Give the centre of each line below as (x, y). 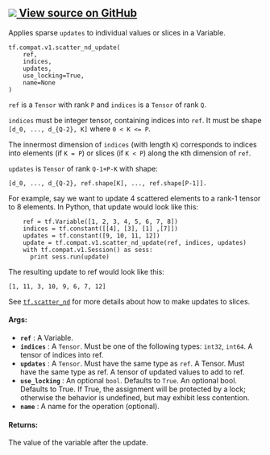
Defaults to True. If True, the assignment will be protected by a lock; (133, 389)
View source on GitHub (78, 13)
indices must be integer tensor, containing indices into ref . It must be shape (135, 120)
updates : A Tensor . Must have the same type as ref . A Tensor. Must (132, 364)
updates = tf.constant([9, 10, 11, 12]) (91, 236)
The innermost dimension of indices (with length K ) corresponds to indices (133, 144)
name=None (39, 83)
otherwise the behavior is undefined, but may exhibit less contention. (135, 398)
